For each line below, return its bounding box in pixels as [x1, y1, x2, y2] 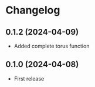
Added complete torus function [13, 42, 90, 49]
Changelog [5, 4, 60, 17]
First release [13, 75, 45, 82]
